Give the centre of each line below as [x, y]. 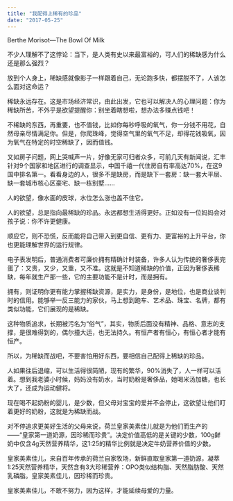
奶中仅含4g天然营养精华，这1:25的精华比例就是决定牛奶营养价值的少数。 [111, 443]
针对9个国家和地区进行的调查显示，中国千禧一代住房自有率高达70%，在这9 [115, 165]
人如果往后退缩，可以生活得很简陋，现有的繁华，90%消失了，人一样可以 [111, 370]
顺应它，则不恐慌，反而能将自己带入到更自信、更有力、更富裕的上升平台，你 [116, 236]
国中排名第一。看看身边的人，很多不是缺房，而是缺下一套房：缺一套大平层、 [116, 174]
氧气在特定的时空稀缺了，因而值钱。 [64, 142]
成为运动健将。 [52, 388]
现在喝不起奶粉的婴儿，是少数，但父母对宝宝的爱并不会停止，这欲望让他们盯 [116, 402]
